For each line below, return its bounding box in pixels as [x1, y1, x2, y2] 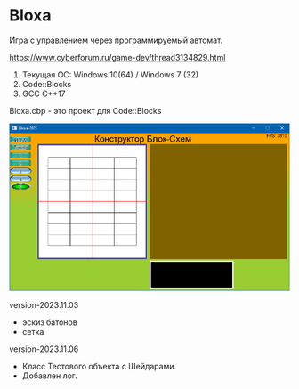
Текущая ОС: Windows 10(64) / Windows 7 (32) [21, 69, 199, 80]
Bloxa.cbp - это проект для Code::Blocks [9, 105, 162, 116]
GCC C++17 [21, 88, 67, 99]
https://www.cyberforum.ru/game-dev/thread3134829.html [9, 52, 226, 62]
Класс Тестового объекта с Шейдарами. [21, 361, 177, 371]
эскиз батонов [21, 317, 77, 328]
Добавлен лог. [21, 370, 77, 381]
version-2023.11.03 [9, 299, 79, 310]
